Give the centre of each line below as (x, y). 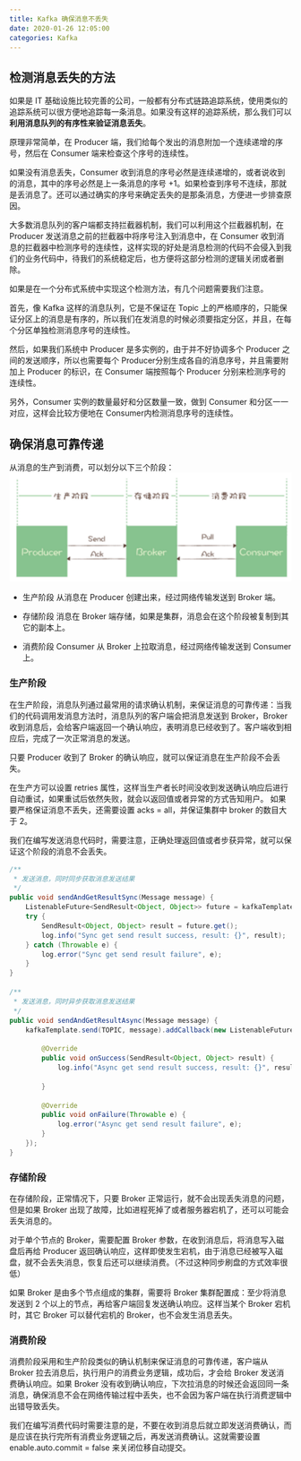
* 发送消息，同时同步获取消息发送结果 (74, 879)
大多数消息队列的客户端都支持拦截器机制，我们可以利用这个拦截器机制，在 (146, 225)
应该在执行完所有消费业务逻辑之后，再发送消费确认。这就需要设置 (138, 1437)
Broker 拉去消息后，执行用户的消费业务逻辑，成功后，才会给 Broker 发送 (143, 1373)
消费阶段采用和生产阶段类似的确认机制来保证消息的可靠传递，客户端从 (139, 1362)
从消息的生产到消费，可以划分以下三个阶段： (92, 467)
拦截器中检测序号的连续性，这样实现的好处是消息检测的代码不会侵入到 (154, 247)
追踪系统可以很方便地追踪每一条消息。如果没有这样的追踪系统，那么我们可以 (150, 112)
